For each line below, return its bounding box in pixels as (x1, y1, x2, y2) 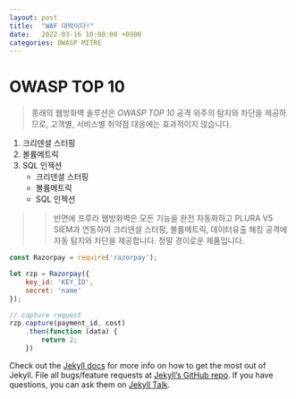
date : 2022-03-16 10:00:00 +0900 (9, 30, 142, 39)
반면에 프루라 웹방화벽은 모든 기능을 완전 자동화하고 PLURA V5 (53, 213, 274, 224)
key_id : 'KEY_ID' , (25, 277, 94, 287)
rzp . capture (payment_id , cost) (9, 319, 126, 328)
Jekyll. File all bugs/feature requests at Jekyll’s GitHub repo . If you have (9, 369, 274, 380)
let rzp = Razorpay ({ (9, 270, 90, 279)
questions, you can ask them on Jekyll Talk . (9, 378, 171, 390)
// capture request (9, 310, 82, 319)
